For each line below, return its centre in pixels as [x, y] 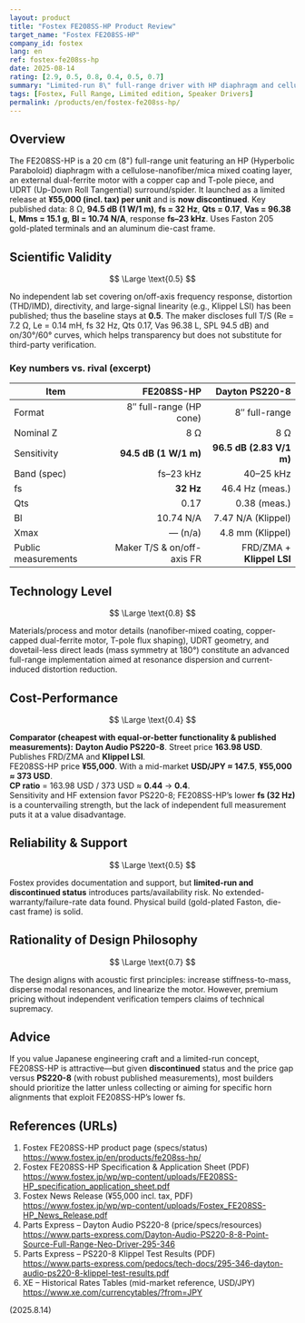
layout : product [40, 18]
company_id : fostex [46, 43]
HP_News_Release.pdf [65, 1215]
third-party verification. [53, 345]
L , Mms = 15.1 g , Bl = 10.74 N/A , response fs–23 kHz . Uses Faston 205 [142, 219]
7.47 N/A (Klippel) [252, 518]
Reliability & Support [69, 843]
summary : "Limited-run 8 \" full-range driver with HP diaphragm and [142, 85]
